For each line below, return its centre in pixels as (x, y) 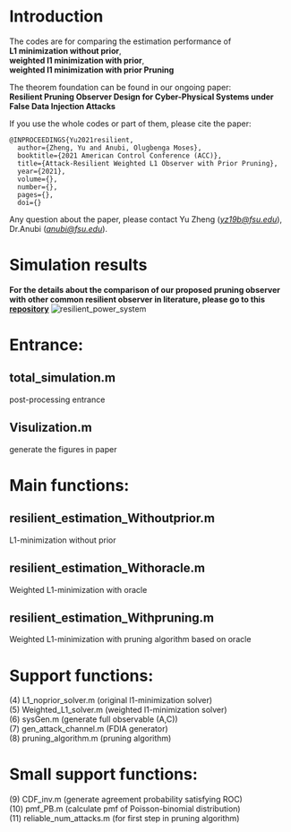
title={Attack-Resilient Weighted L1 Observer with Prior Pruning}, (148, 163)
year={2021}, (42, 171)
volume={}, (38, 179)
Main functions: (69, 485)
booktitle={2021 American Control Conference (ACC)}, (120, 155)
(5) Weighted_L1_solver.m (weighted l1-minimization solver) (118, 710)
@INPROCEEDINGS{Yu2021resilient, (72, 140)
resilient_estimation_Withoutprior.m (112, 518)
